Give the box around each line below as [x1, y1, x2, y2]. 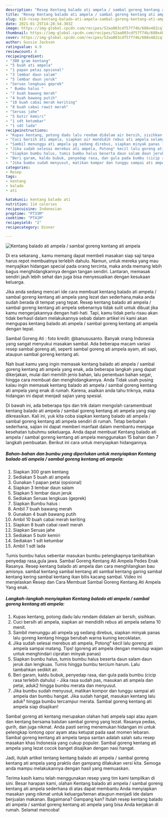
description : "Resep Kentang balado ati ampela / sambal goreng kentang [5, 7, 160, 12]
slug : [5, 16, 17, 21]
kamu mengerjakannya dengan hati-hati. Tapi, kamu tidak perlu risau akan [5, 310, 158, 316]
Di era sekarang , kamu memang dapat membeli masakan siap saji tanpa [5, 252, 155, 258]
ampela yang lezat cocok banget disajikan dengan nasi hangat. [5, 745, 135, 751]
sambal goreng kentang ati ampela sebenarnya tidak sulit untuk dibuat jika [5, 305, 159, 311]
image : [5, 26, 19, 31]
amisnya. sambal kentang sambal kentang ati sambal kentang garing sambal [5, 568, 163, 574]
